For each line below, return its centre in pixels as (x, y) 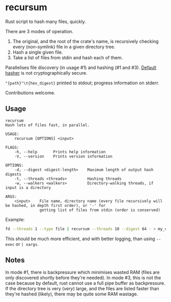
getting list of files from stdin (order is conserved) (100, 210)
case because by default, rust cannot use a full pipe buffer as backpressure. (85, 283)
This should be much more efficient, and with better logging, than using (80, 239)
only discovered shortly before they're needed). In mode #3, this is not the (83, 278)
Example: (15, 219)
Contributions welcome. (30, 92)
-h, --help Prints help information (60, 152)
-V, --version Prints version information (64, 156)
